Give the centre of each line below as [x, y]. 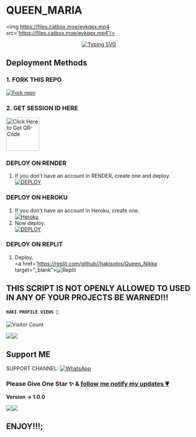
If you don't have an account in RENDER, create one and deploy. [92, 176]
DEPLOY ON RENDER [36, 163]
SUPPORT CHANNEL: [32, 368]
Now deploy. [30, 223]
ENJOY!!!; [25, 426]
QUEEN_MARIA [44, 10]
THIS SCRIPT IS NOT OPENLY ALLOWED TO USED [98, 288]
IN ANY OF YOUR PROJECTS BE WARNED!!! [87, 298]
